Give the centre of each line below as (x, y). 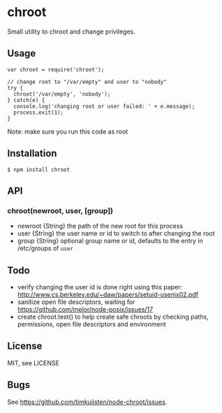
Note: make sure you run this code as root (68, 131)
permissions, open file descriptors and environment (91, 324)
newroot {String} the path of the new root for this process (100, 226)
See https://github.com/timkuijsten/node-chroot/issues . (87, 402)
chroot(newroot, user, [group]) (60, 210)
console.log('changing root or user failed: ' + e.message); (104, 106)
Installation (32, 153)
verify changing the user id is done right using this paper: (100, 287)
